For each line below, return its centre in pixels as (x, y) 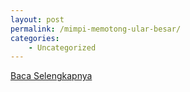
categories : (35, 38)
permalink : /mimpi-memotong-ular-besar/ (96, 29)
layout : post (37, 19)
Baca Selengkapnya (51, 76)
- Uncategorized (62, 47)
